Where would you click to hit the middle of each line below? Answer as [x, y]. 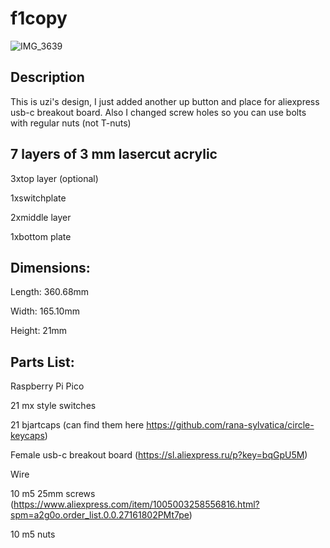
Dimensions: [50, 267]
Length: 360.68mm [50, 292]
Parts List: [42, 362]
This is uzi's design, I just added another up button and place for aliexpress [165, 101]
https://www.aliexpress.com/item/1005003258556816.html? [136, 504]
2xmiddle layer [41, 217]
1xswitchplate [38, 198]
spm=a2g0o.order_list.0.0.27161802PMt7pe [100, 515]
